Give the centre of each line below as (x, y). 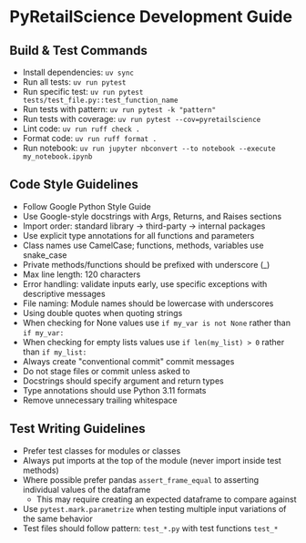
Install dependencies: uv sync (78, 72)
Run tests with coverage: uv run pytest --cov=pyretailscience (142, 119)
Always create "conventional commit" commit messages (128, 361)
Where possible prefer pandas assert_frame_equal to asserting (141, 479)
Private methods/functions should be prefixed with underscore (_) (146, 264)
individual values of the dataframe (87, 489)
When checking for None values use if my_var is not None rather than (157, 323)
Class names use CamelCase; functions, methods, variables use (143, 245)
